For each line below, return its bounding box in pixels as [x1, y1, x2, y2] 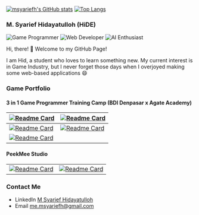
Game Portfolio [6, 84, 51, 93]
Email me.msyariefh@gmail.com [14, 202, 94, 209]
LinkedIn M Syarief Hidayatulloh [14, 196, 94, 203]
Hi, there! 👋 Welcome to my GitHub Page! [6, 45, 107, 53]
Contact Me [6, 182, 41, 191]
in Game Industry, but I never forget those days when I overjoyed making [6, 63, 185, 71]
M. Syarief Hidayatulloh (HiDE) [6, 20, 97, 29]
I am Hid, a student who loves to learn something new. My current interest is [6, 57, 193, 64]
